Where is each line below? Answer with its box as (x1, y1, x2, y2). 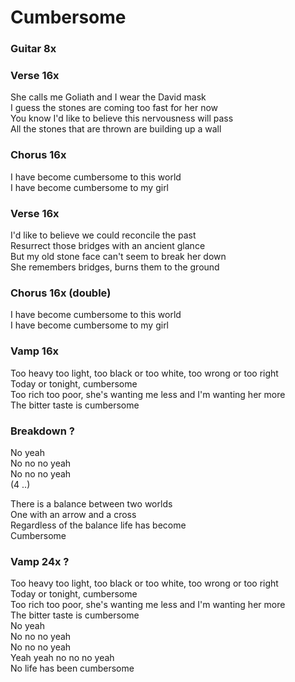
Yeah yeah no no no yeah (10, 652, 115, 664)
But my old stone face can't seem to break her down (10, 251, 227, 262)
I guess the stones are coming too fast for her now (10, 102, 219, 114)
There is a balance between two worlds (10, 497, 173, 510)
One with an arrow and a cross (10, 508, 137, 520)
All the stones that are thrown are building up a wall (10, 123, 222, 135)
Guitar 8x (10, 42, 57, 56)
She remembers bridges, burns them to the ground (10, 261, 220, 273)
